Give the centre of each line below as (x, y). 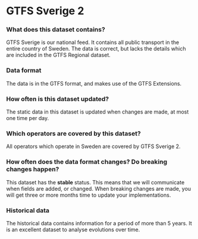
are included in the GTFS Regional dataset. (59, 55)
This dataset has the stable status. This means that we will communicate (95, 182)
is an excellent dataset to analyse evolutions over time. (73, 229)
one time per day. (28, 118)
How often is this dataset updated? (57, 99)
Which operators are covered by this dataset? (73, 133)
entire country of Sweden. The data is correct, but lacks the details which (96, 49)
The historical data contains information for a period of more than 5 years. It (99, 223)
